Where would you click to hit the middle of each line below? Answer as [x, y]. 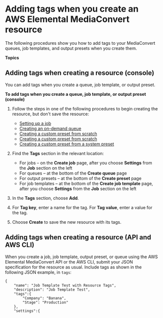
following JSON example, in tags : [38, 272]
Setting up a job [35, 123]
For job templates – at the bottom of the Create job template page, [86, 183]
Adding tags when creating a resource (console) [80, 73]
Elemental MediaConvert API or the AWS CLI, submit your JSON [69, 262]
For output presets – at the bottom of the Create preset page [81, 178]
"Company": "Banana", [45, 298]
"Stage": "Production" [45, 302]
